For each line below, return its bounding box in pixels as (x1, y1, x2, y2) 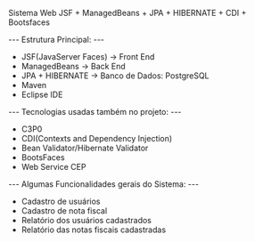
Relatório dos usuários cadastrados (21, 215, 152, 225)
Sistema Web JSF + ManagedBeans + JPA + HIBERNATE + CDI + (8, 8, 247, 18)
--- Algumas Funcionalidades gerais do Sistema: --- (8, 179, 200, 190)
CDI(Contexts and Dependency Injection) (21, 133, 173, 143)
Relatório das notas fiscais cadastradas (21, 224, 167, 235)
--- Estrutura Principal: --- (8, 35, 104, 44)
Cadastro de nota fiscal (21, 206, 108, 216)
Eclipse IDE (21, 89, 63, 100)
